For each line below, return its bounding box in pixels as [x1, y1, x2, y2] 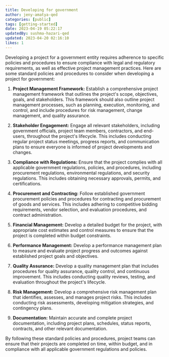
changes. [12, 149, 32, 155]
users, [12, 133, 26, 139]
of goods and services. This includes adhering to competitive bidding [12, 201, 158, 207]
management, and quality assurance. [12, 112, 90, 118]
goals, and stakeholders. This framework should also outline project [12, 96, 155, 102]
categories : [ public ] [5, 17, 51, 22]
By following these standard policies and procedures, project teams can [5, 335, 156, 341]
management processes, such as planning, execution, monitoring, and [12, 102, 160, 108]
